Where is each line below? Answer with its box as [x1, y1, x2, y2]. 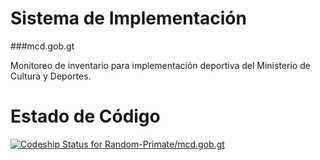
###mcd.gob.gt [10, 40, 75, 52]
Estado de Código [10, 105, 161, 128]
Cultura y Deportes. [10, 70, 92, 82]
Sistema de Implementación [10, 7, 247, 30]
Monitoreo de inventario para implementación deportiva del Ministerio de [10, 59, 311, 71]
